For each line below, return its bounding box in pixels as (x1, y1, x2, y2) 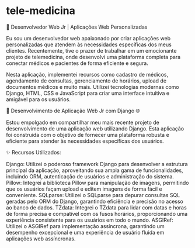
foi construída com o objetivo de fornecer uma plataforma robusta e (6, 131, 169, 138)
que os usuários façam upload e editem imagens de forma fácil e (6, 185, 162, 192)
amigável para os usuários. (6, 95, 71, 103)
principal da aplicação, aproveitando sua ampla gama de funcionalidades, (6, 167, 183, 174)
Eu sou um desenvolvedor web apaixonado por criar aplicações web (6, 35, 171, 42)
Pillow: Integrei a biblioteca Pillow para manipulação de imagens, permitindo (6, 179, 189, 186)
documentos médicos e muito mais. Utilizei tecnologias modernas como (6, 83, 179, 90)
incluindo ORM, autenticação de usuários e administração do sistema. (6, 173, 174, 180)
